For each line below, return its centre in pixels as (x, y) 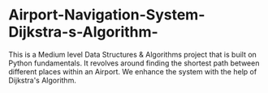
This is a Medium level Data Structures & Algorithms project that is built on (133, 54)
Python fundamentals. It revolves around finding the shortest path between (134, 63)
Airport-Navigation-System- (107, 15)
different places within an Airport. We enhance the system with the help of (133, 71)
